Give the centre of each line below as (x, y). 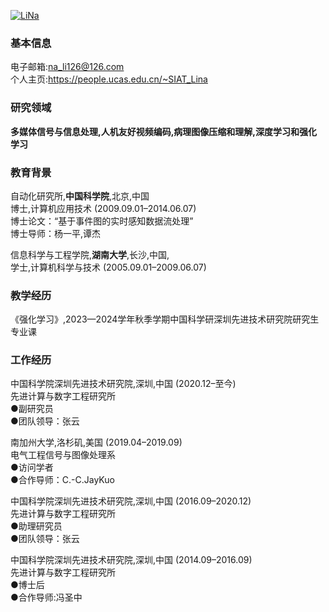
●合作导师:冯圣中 (46, 597)
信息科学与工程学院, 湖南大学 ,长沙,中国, (90, 254)
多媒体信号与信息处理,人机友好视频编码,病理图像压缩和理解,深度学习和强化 (164, 131)
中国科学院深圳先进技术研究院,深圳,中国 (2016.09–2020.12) (131, 501)
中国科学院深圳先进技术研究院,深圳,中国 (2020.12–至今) (123, 384)
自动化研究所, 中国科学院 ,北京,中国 (80, 196)
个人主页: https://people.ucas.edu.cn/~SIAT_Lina (109, 79)
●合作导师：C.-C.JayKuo (62, 480)
